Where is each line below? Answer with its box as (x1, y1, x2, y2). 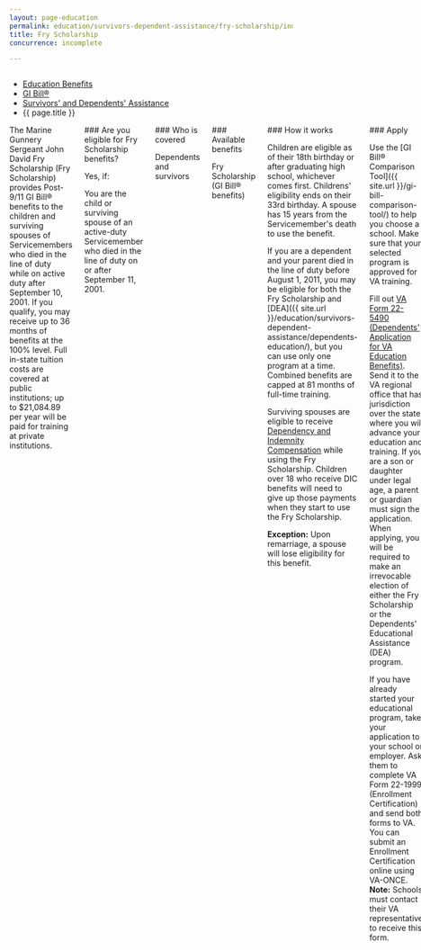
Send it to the (369, 370, 419, 381)
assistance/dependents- (266, 332, 358, 343)
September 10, (9, 287, 63, 298)
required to (369, 551, 411, 562)
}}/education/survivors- (266, 312, 355, 324)
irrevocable (369, 570, 412, 581)
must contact (369, 894, 418, 905)
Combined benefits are (266, 370, 353, 381)
